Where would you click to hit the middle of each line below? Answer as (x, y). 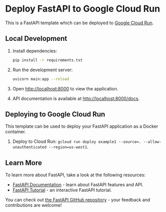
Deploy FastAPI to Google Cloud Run (83, 9)
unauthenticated (29, 147)
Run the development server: (43, 70)
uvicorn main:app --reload (41, 79)
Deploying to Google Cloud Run (55, 114)
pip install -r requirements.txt (48, 60)
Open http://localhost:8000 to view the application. (65, 88)
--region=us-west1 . (69, 147)
